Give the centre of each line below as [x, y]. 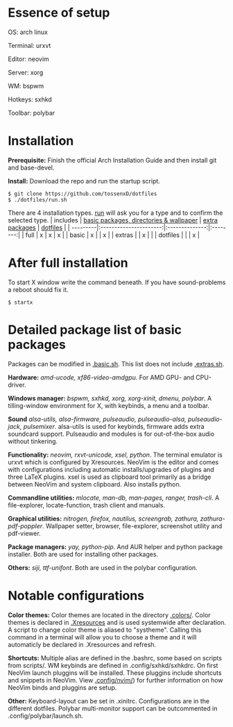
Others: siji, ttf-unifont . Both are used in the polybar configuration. [103, 567]
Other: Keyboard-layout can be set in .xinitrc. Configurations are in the [109, 701]
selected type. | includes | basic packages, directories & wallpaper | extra [113, 220]
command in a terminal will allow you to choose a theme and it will [102, 637]
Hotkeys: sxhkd [30, 99]
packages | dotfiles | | [39, 227]
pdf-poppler [25, 525]
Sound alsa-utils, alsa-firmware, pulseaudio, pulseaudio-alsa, [97, 419]
